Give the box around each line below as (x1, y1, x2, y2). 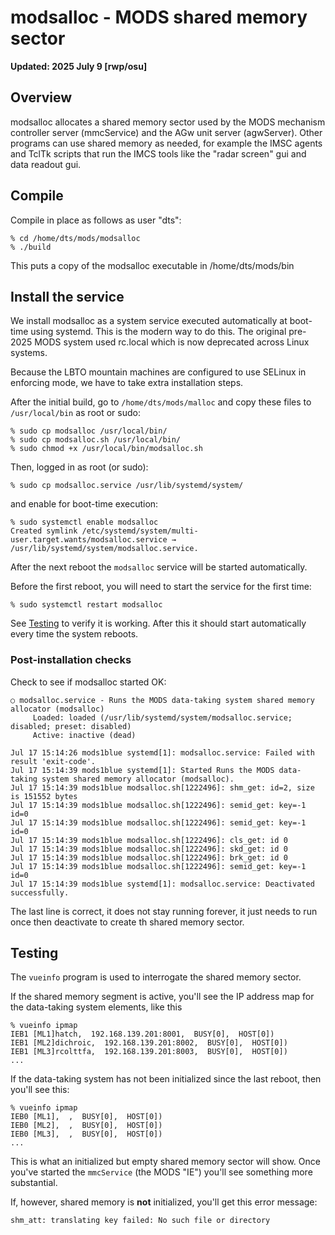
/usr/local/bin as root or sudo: (10, 407, 141, 419)
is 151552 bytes (10, 791, 78, 801)
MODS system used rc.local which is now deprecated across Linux (34, 336, 310, 348)
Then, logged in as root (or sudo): (10, 461, 149, 473)
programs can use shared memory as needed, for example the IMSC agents (10, 137, 323, 149)
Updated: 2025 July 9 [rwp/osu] (10, 60, 148, 72)
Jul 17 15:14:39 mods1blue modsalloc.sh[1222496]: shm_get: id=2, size (10, 782, 315, 793)
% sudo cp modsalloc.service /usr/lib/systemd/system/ (10, 481, 244, 491)
